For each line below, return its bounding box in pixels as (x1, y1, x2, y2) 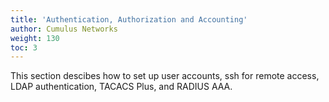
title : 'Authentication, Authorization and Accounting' (10, 14, 248, 25)
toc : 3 (10, 42, 38, 53)
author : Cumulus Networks (10, 24, 118, 34)
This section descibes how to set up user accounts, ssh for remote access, (10, 70, 320, 82)
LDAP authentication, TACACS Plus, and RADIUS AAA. (10, 81, 233, 93)
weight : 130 (10, 33, 60, 43)
